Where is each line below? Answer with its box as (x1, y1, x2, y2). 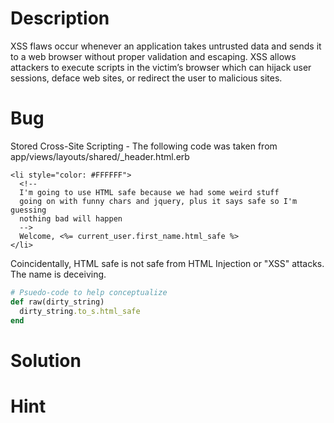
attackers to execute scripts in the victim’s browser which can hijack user (10, 61, 312, 73)
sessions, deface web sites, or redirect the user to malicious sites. (10, 72, 283, 84)
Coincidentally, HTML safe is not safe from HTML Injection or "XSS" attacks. (10, 257, 325, 269)
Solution (10, 349, 82, 372)
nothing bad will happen (19, 213, 123, 224)
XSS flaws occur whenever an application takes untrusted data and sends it (10, 40, 322, 52)
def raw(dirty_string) (10, 297, 105, 307)
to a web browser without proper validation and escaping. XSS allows (10, 50, 297, 62)
